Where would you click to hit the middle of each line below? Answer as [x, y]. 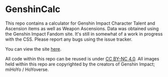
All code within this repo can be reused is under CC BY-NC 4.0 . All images [82, 58]
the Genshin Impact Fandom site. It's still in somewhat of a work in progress [84, 34]
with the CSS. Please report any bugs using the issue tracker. [69, 39]
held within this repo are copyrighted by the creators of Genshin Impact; [80, 64]
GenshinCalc [33, 9]
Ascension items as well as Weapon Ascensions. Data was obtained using [82, 28]
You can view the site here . [33, 49]
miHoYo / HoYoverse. [27, 69]
